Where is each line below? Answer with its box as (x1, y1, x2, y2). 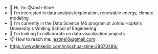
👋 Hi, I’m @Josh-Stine (9, 5, 54, 10)
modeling (9, 15, 29, 21)
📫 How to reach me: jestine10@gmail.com (9, 36, 95, 42)
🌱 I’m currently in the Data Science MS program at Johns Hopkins (9, 20, 142, 26)
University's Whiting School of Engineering (9, 26, 96, 31)
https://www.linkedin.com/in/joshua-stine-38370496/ (9, 43, 118, 49)
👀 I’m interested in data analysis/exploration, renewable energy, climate (9, 10, 154, 16)
